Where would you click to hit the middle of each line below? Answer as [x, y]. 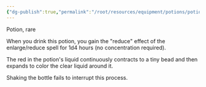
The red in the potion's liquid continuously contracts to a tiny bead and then [102, 59]
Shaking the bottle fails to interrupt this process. [67, 77]
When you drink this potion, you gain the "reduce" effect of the [86, 41]
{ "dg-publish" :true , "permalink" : [49, 12]
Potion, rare [21, 29]
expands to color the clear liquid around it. [60, 66]
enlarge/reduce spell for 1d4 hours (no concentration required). [86, 47]
